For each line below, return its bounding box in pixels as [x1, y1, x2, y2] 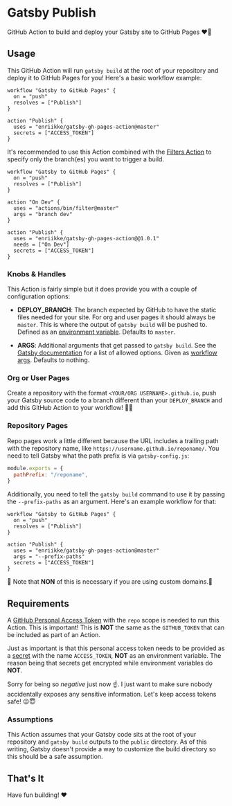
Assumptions [7, 715, 53, 724]
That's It [7, 772, 44, 784]
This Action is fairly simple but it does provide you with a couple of [7, 285, 197, 294]
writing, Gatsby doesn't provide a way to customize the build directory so [7, 745, 216, 753]
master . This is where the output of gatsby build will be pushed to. [17, 321, 208, 329]
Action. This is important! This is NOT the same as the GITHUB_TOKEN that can [7, 623, 225, 632]
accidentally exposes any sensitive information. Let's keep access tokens [7, 690, 217, 699]
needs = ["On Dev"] [13, 241, 70, 248]
